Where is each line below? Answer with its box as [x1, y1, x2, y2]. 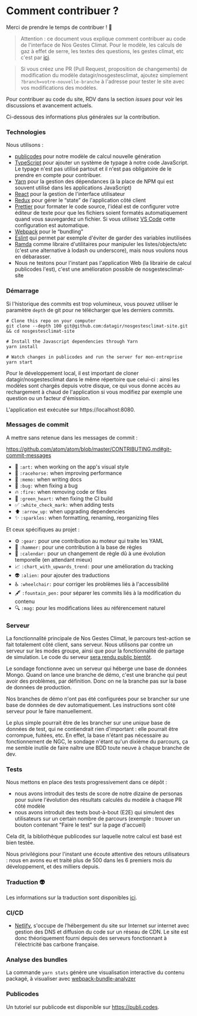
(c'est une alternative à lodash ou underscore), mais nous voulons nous [14, 247, 188, 254]
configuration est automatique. [14, 222, 89, 229]
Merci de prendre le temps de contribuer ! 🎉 [6, 24, 112, 31]
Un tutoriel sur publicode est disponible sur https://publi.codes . [6, 1003, 160, 1010]
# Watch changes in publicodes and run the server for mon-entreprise [6, 354, 183, 360]
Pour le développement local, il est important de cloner [6, 369, 139, 376]
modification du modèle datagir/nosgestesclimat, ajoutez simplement [20, 71, 188, 78]
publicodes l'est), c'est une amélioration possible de [14, 266, 141, 273]
